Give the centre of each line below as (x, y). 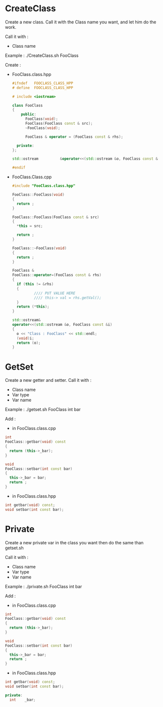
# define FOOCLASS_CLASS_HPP (43, 88)
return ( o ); (29, 343)
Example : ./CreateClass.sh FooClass (42, 55)
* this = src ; (30, 226)
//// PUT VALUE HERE (55, 293)
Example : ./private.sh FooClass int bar (44, 586)
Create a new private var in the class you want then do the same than (74, 542)
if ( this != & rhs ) (35, 284)
